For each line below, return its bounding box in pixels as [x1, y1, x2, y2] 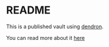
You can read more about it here [6, 34, 85, 41]
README [6, 4, 51, 17]
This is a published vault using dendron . [6, 23, 104, 30]
